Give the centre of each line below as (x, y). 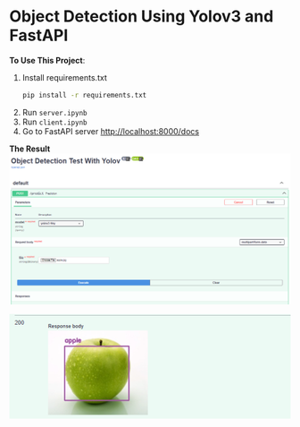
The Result (30, 149)
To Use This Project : (47, 60)
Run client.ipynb (54, 122)
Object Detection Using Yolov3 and (142, 17)
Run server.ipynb (54, 112)
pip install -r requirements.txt (84, 95)
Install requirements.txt (64, 77)
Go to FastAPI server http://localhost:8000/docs (110, 131)
